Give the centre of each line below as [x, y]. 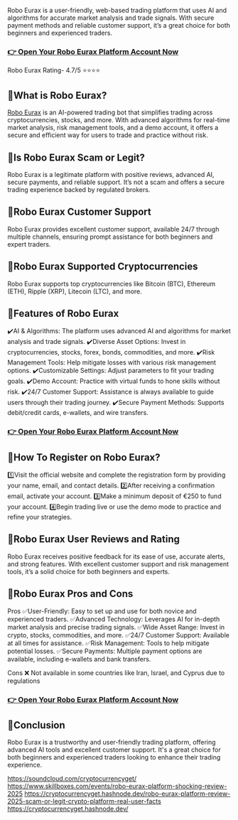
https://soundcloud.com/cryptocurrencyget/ [72, 779]
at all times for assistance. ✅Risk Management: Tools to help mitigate [108, 643]
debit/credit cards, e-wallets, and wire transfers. [78, 413]
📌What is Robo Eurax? [57, 95]
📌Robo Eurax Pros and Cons [70, 594]
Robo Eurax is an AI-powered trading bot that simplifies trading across [110, 112]
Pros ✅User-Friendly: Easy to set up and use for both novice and [102, 611]
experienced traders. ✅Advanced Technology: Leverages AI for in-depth [114, 619]
